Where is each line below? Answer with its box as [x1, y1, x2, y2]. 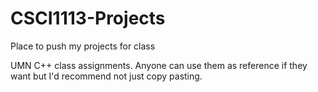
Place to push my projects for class [10, 40, 156, 52]
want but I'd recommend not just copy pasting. [10, 70, 203, 82]
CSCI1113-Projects [10, 7, 166, 30]
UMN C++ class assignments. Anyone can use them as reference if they [10, 59, 308, 71]
